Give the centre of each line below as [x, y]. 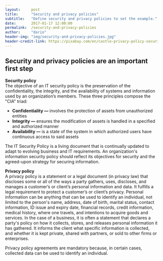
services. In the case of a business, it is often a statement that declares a [78, 218]
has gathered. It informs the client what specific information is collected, [77, 228]
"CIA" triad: [16, 101]
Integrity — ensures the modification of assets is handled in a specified [83, 121]
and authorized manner [35, 126]
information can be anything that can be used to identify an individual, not [79, 197]
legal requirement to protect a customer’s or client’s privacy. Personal [74, 192]
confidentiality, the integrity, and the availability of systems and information [80, 91]
